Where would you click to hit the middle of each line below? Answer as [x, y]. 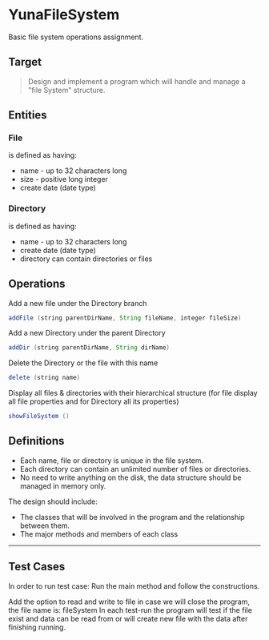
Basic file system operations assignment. [76, 37]
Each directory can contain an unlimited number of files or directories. [135, 469]
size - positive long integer [64, 179]
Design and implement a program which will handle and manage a [137, 81]
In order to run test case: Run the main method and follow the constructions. [134, 586]
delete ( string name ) [44, 378]
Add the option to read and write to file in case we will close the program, [129, 602]
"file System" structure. [66, 90]
